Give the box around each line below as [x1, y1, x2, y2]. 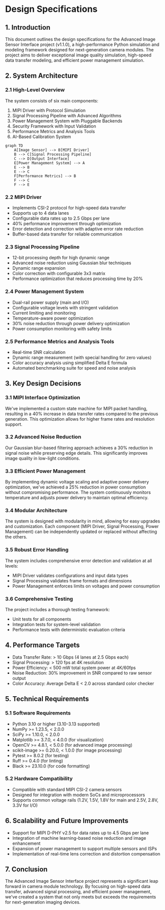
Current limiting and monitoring [12, 310, 76, 316]
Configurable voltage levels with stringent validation [12, 304, 119, 310]
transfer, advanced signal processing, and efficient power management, [5, 889, 152, 895]
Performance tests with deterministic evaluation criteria [12, 627, 125, 633]
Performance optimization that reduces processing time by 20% [12, 276, 143, 282]
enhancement [12, 840, 41, 846]
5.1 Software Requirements [5, 710, 71, 717]
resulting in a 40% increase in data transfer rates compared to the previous [5, 411, 159, 417]
